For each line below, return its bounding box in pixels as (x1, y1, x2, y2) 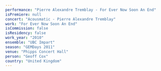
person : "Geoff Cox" (5, 53, 49, 59)
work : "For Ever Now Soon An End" (5, 21, 78, 26)
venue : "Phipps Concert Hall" (5, 49, 69, 54)
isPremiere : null (5, 12, 42, 17)
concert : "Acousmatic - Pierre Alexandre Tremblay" (5, 16, 116, 21)
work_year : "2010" (5, 35, 44, 40)
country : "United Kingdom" (5, 58, 62, 63)
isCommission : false (5, 26, 49, 31)
